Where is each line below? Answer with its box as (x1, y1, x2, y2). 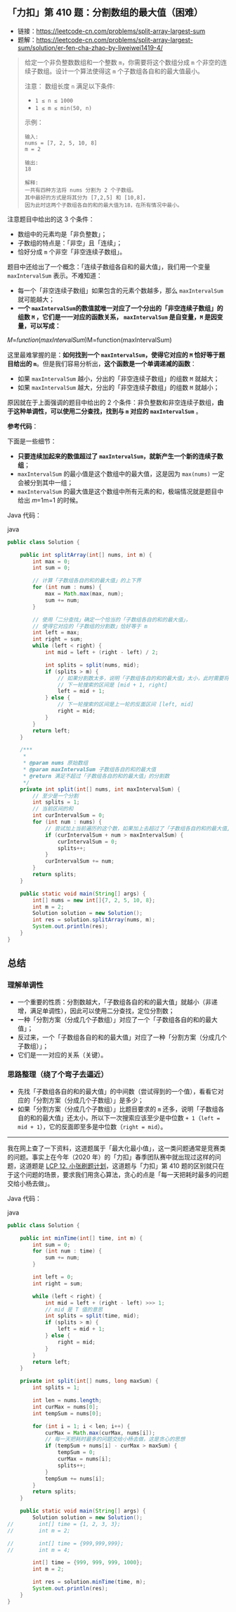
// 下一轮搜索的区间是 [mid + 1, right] (57, 681, 168, 689)
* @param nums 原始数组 (22, 760, 88, 767)
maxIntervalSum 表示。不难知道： (7, 271, 103, 280)
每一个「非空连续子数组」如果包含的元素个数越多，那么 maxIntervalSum (17, 286, 223, 295)
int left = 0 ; (32, 1274, 74, 1281)
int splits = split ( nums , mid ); (44, 661, 140, 668)
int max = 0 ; (32, 558, 71, 565)
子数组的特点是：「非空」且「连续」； (17, 238, 123, 247)
